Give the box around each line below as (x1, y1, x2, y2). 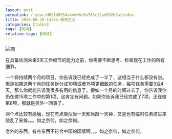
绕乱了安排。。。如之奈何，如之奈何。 (5, 117, 82, 123)
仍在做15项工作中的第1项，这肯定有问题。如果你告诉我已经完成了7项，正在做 (5, 93, 167, 100)
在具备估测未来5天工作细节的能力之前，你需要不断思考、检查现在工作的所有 (5, 57, 165, 63)
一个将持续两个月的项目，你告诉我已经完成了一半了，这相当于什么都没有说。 (5, 74, 167, 80)
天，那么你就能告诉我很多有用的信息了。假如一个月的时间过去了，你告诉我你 (5, 87, 167, 93)
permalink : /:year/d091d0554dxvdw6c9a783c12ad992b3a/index (5, 12, 134, 17)
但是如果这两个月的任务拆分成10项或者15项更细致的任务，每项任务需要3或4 (5, 81, 164, 87)
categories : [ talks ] (5, 22, 50, 27)
